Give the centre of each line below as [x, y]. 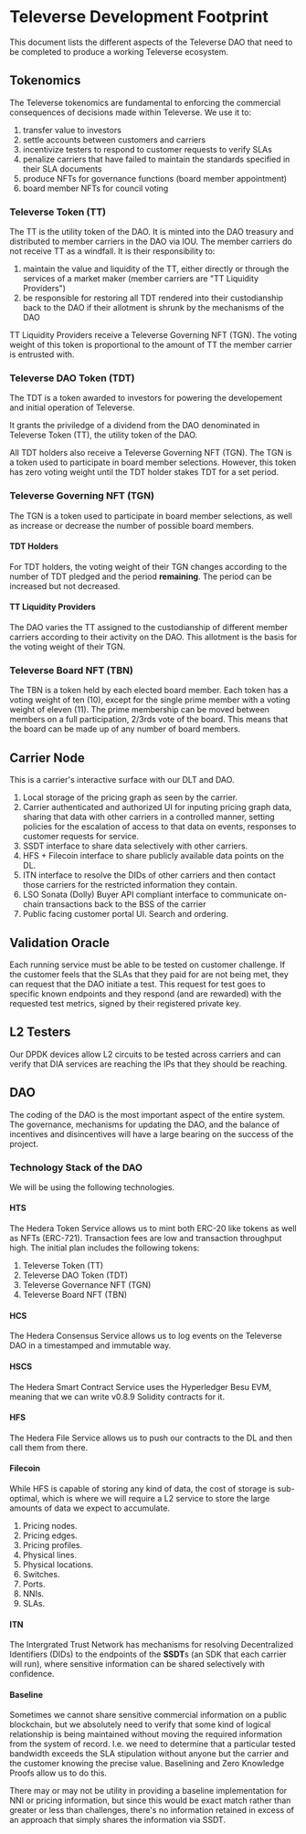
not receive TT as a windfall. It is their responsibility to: [112, 251]
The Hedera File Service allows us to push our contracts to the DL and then [151, 1438]
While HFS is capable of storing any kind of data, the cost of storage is [142, 1488]
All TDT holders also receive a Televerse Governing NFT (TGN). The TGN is [151, 453]
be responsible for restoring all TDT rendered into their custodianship [153, 298]
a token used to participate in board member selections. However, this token [153, 462]
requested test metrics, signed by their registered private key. [126, 1003]
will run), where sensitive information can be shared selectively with [137, 1664]
